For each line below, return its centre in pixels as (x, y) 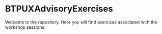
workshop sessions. (25, 27)
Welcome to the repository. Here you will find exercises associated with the (81, 22)
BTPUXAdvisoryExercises (59, 9)
